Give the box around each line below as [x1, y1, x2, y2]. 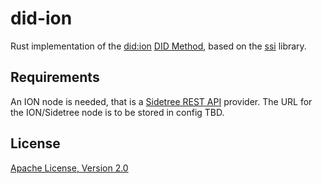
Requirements [10, 69, 100, 86]
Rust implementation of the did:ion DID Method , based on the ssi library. [10, 40, 307, 52]
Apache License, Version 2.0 [10, 162, 129, 174]
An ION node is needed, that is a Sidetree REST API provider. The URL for [10, 95, 313, 107]
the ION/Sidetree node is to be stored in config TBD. [10, 106, 225, 118]
